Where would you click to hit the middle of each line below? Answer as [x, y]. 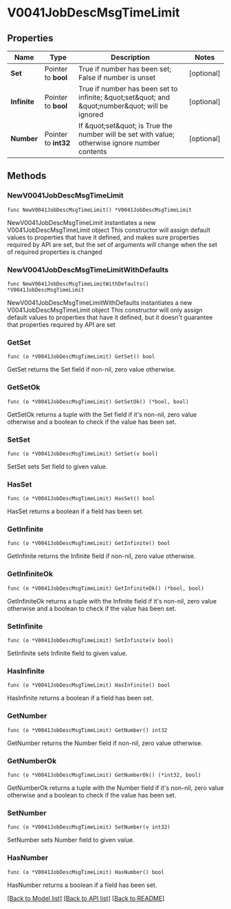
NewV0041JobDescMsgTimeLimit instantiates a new [81, 222]
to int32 [57, 143]
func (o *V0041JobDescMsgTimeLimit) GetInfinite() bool [89, 544]
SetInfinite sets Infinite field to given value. [67, 653]
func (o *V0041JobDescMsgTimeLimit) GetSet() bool [81, 357]
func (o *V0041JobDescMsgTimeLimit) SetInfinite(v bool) [90, 641]
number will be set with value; [126, 134]
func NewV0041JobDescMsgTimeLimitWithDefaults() [78, 284]
